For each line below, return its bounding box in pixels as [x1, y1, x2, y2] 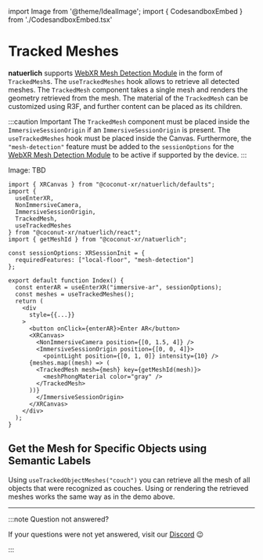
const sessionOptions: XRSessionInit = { [8, 249, 146, 257]
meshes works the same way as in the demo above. [8, 492, 175, 501]
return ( [15, 297, 44, 305]
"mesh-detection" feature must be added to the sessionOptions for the [8, 141, 235, 151]
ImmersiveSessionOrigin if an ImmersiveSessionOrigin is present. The [8, 125, 231, 134]
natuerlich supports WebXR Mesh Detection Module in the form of [8, 68, 223, 78]
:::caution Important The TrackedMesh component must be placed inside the [8, 117, 250, 126]
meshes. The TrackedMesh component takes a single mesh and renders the [8, 85, 248, 94]
